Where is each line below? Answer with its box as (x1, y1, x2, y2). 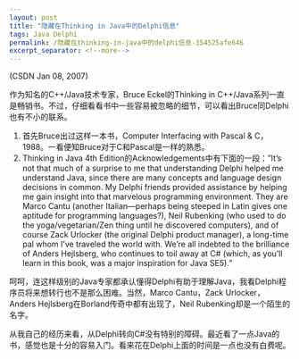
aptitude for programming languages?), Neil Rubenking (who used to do (21, 211, 287, 221)
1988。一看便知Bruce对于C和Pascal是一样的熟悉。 (21, 142, 210, 153)
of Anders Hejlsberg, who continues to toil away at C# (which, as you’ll (21, 248, 283, 259)
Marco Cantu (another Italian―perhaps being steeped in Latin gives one (21, 201, 288, 212)
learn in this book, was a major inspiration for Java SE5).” (21, 258, 233, 269)
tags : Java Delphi (9, 29, 78, 38)
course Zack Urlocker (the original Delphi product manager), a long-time (21, 230, 289, 240)
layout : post (9, 13, 58, 22)
